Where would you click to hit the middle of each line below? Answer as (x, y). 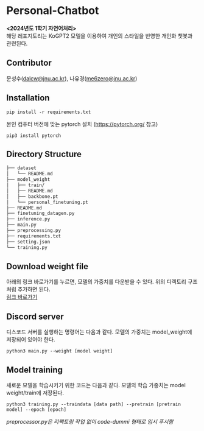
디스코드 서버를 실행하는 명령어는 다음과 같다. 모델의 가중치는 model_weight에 (99, 332)
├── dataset (21, 168)
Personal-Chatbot (53, 11)
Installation (28, 98)
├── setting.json (28, 242)
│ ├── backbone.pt (33, 196)
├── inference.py (28, 219)
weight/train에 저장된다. (35, 393)
